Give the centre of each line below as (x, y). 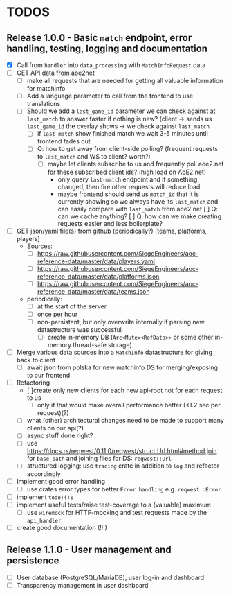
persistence (33, 561)
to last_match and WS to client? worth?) (94, 157)
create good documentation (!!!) (62, 527)
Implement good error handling (61, 481)
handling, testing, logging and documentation (107, 48)
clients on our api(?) (55, 428)
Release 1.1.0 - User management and (89, 550)
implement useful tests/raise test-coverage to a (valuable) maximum (114, 505)
